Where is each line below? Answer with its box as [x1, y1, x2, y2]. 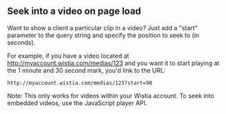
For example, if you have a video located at [7, 52, 130, 60]
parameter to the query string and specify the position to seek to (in [7, 31, 200, 39]
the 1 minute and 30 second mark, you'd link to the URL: [7, 66, 166, 74]
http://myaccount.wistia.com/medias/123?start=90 [7, 79, 153, 87]
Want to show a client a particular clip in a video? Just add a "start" [7, 23, 198, 32]
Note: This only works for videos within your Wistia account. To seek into [7, 91, 215, 100]
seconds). [7, 38, 36, 47]
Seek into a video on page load [7, 5, 141, 17]
